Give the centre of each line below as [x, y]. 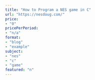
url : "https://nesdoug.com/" [35, 14]
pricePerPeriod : [22, 28]
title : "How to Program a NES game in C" [48, 10]
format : [13, 38]
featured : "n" [20, 70]
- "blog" [14, 42]
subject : [14, 51]
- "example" [17, 47]
